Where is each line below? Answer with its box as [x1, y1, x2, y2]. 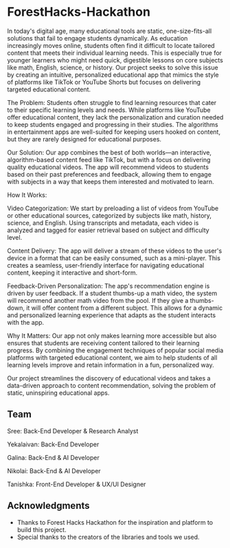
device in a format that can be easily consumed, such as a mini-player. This [7, 253, 221, 262]
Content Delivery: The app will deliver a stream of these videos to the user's [7, 247, 222, 255]
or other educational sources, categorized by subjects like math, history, [7, 211, 211, 220]
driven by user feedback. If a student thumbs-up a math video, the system [7, 289, 218, 297]
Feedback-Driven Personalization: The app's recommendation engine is [7, 282, 210, 290]
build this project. [16, 525, 67, 534]
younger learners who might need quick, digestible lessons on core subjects [7, 56, 223, 64]
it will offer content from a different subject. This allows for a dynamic [26, 304, 223, 312]
